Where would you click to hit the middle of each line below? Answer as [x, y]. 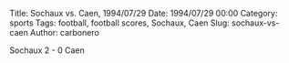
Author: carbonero [65, 32]
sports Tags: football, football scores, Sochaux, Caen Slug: [119, 23]
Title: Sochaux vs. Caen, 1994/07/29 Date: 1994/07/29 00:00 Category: [144, 13]
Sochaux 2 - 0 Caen [47, 50]
